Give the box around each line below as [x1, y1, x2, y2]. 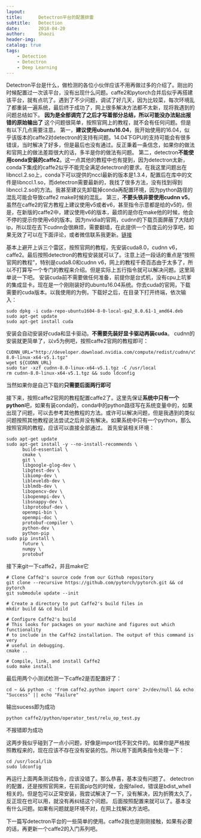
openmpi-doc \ [22, 515, 58, 521]
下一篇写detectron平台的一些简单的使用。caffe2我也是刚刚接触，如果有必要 [6, 818, 193, 825]
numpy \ [22, 546, 42, 552]
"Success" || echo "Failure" [6, 692, 79, 698]
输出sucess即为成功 [6, 703, 56, 711]
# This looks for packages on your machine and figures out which [6, 622, 175, 628]
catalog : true [6, 42, 42, 48]
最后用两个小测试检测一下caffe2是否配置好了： [6, 675, 122, 682]
